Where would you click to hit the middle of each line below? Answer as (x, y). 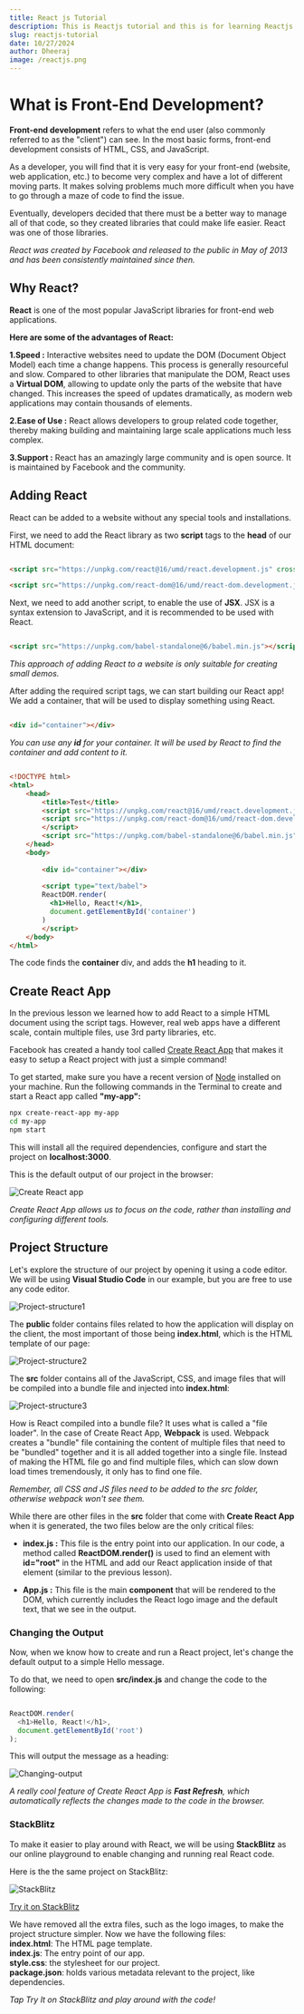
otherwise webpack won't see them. (77, 1498)
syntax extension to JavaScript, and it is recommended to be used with (142, 612)
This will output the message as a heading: (89, 1756)
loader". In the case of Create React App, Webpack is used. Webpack (139, 1433)
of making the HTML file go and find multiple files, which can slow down (144, 1462)
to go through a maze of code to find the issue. (97, 195)
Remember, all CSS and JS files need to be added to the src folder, (134, 1489)
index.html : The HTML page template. (81, 1943)
